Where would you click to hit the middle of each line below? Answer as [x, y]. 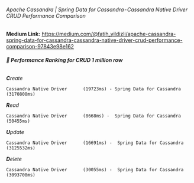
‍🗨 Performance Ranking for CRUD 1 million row [64, 60]
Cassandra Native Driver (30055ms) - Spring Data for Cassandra [95, 170]
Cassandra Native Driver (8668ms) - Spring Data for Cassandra [94, 116]
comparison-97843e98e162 [40, 47]
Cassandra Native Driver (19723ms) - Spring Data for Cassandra [94, 89]
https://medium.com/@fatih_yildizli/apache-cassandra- [109, 34]
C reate [14, 79]
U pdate [15, 132]
